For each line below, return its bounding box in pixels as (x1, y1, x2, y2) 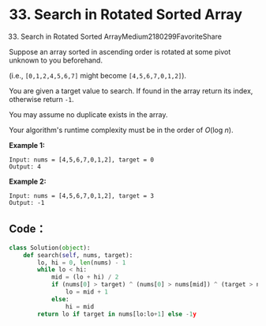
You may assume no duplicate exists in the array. (9, 109, 168, 119)
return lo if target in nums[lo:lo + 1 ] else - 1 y (37, 310, 197, 318)
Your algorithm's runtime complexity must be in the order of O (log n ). (9, 125, 234, 135)
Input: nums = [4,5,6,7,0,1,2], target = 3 (9, 191, 155, 199)
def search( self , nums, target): (23, 251, 133, 259)
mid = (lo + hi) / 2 (51, 273, 119, 282)
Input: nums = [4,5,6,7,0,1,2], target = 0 (9, 156, 155, 164)
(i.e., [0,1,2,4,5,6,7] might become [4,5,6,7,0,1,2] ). (9, 70, 187, 80)
